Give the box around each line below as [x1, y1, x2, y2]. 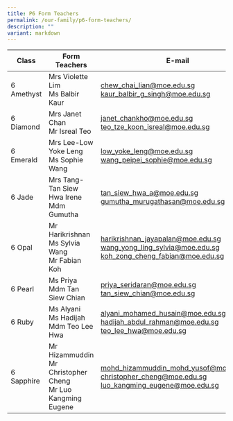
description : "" [7, 23, 54, 30]
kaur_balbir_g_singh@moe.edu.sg [100, 89, 211, 99]
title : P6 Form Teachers [7, 10, 79, 17]
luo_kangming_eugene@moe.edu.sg [100, 381, 220, 390]
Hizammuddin [48, 350, 94, 360]
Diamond [10, 122, 40, 132]
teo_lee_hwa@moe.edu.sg [100, 326, 187, 336]
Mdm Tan [48, 284, 80, 294]
